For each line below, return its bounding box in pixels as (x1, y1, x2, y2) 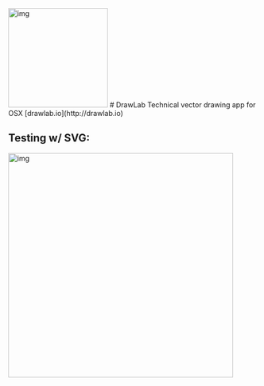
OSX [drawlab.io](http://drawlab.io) (8, 109, 123, 118)
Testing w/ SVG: (8, 131, 90, 145)
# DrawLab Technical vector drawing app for (109, 100, 256, 110)
